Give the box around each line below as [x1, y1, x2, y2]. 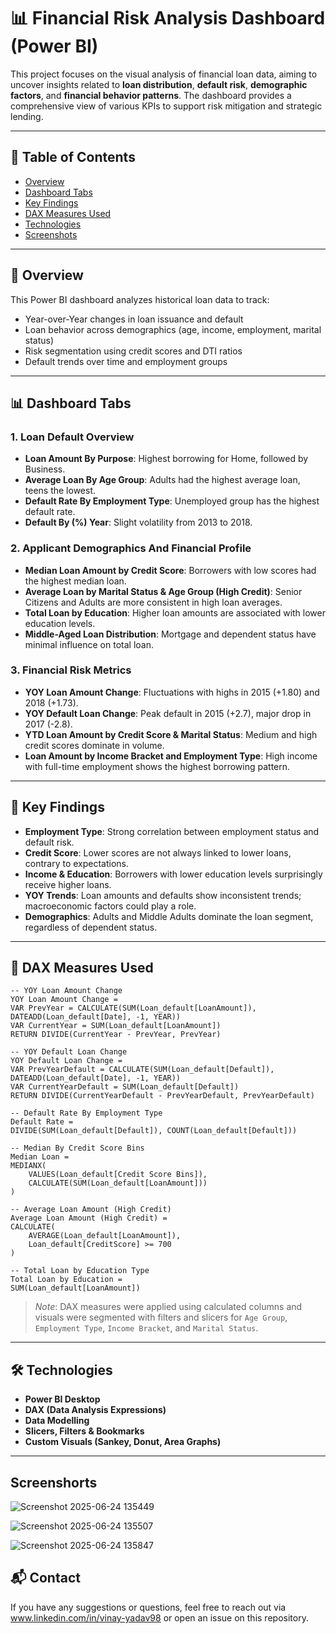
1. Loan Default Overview [10, 430, 135, 444]
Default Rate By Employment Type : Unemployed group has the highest [24, 495, 320, 507]
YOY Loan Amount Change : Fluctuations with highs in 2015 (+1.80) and [24, 686, 320, 698]
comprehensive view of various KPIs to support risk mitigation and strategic [10, 100, 323, 112]
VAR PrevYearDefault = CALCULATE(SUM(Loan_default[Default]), [10, 1065, 275, 1075]
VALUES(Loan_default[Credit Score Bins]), [28, 1170, 208, 1180]
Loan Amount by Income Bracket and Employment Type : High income [24, 750, 318, 762]
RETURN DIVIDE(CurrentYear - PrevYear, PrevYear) [10, 1030, 222, 1040]
